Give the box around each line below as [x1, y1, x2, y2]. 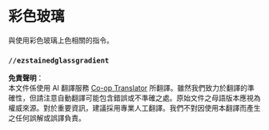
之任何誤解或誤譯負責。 [8, 113, 86, 123]
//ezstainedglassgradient [8, 55, 110, 65]
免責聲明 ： [8, 73, 44, 83]
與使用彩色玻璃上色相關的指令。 [8, 35, 114, 45]
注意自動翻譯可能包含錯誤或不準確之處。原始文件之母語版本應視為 [42, 93, 261, 103]
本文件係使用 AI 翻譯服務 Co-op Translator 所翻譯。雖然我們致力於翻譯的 [8, 83, 248, 93]
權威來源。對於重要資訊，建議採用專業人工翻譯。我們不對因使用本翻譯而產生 [8, 104, 261, 113]
